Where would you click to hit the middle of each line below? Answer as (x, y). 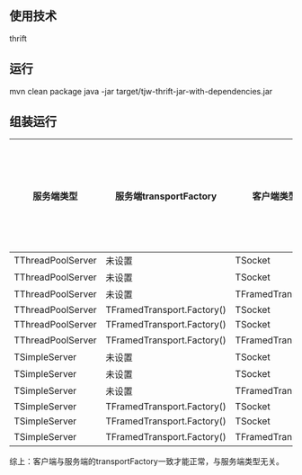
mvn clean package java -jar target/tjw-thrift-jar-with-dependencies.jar (141, 91)
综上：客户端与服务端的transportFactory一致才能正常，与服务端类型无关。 (147, 462)
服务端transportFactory (166, 196)
